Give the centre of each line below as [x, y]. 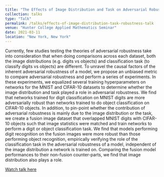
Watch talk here [21, 169]
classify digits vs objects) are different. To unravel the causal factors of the [80, 66]
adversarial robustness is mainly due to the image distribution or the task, [79, 113]
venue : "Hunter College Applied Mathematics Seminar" [61, 28]
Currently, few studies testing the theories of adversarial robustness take [78, 51]
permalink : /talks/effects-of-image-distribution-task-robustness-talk [79, 23]
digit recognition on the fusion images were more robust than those [73, 134]
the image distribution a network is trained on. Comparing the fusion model [81, 149]
